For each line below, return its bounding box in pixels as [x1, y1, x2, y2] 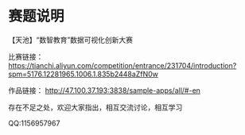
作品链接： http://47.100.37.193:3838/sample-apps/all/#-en [8, 85, 201, 95]
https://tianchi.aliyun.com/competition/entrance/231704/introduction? [8, 60, 237, 70]
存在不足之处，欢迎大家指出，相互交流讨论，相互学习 [8, 102, 183, 112]
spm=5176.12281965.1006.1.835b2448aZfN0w [8, 69, 159, 79]
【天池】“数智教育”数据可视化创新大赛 [8, 35, 134, 44]
